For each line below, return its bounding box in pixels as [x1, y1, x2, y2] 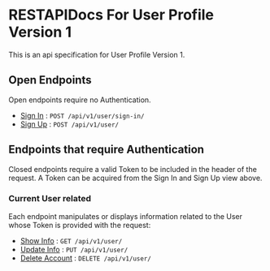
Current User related [8, 193, 92, 204]
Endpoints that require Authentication [8, 143, 205, 157]
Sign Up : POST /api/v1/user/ [20, 119, 120, 129]
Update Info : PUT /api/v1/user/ [20, 244, 128, 254]
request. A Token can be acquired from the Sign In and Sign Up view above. [8, 173, 263, 183]
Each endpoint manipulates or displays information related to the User [8, 211, 242, 221]
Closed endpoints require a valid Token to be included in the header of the [8, 164, 258, 174]
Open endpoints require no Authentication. [8, 95, 152, 105]
